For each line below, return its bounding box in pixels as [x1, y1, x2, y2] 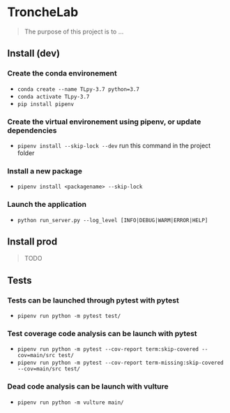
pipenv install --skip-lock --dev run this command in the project [17, 141, 211, 150]
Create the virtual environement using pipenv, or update [7, 117, 201, 126]
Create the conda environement [7, 68, 117, 78]
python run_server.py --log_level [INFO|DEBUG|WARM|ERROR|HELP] [17, 217, 208, 224]
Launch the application [7, 200, 87, 210]
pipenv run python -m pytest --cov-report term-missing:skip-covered [17, 359, 224, 367]
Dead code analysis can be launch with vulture [7, 382, 169, 391]
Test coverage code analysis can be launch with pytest [7, 328, 197, 338]
